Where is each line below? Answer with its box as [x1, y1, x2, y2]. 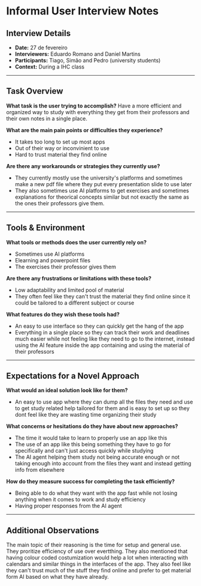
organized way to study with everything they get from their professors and [6, 108, 190, 115]
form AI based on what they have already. [6, 573, 109, 581]
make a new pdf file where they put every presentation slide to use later [14, 180, 193, 187]
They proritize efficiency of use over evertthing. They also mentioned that [6, 548, 188, 555]
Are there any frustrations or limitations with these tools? [6, 274, 151, 282]
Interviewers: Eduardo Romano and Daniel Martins [14, 50, 141, 58]
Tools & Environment [6, 223, 85, 233]
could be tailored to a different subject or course [14, 299, 135, 306]
